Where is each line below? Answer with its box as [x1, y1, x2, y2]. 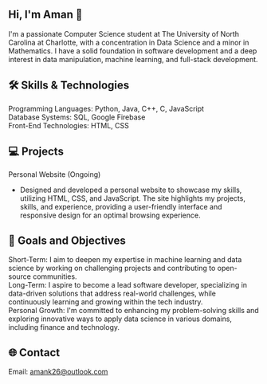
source [8, 272, 32, 281]
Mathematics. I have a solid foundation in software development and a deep [8, 45, 257, 56]
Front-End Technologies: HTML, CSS [8, 120, 129, 130]
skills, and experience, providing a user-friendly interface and [19, 202, 222, 212]
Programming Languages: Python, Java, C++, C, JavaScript [8, 104, 205, 113]
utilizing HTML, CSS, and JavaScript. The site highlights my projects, [19, 194, 245, 203]
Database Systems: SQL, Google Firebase [8, 112, 146, 122]
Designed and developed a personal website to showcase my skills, [19, 185, 242, 195]
